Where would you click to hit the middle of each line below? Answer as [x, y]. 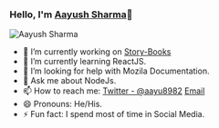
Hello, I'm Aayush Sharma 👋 [71, 15]
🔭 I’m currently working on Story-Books [97, 52]
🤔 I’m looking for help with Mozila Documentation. [116, 71]
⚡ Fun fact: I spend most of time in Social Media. [114, 114]
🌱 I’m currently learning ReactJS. [84, 62]
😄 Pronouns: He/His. [63, 104]
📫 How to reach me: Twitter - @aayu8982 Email [114, 91]
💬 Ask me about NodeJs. [69, 81]
